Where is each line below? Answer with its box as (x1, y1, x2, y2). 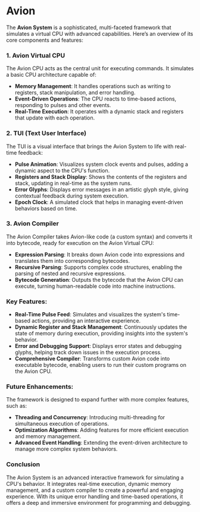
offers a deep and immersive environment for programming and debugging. (6, 499, 192, 506)
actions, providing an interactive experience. (32, 317, 141, 325)
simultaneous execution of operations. (14, 420, 109, 428)
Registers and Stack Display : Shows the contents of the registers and (14, 173, 187, 180)
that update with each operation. (14, 114, 95, 121)
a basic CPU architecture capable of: (6, 71, 97, 78)
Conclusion (6, 460, 40, 469)
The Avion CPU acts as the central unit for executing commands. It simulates (6, 65, 195, 72)
